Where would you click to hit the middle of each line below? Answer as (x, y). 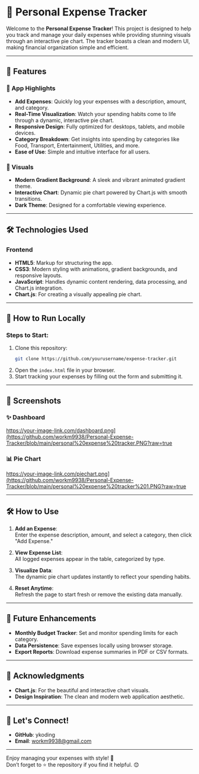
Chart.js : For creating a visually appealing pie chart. (78, 294)
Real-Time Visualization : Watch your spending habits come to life (95, 114)
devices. (25, 133)
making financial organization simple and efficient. (68, 47)
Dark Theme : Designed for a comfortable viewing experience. (90, 205)
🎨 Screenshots (34, 401)
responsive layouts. (38, 275)
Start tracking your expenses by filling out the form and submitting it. (99, 377)
